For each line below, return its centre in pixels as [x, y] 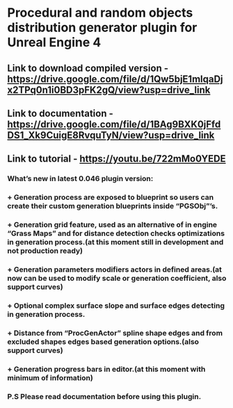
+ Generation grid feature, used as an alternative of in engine [112, 225]
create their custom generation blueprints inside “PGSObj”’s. [113, 206]
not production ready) [45, 251]
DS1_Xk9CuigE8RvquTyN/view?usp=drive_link [111, 135]
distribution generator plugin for [102, 28]
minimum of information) [50, 377]
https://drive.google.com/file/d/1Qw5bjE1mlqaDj [115, 79]
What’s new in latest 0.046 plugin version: [80, 179]
